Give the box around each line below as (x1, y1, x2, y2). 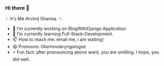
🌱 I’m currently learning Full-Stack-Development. (12, 31, 114, 37)
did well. (12, 57, 30, 63)
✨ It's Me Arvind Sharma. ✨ (5, 16, 63, 22)
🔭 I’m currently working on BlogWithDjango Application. (12, 26, 128, 32)
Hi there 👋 (5, 4, 30, 11)
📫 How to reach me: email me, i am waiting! (12, 37, 104, 43)
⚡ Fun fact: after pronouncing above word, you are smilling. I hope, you (12, 49, 159, 55)
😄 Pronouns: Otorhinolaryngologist (12, 44, 86, 50)
